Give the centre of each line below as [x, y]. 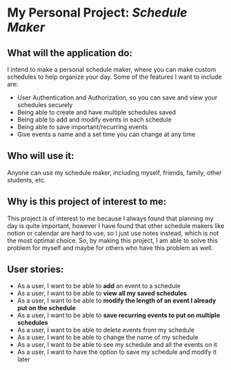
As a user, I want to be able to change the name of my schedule [108, 337]
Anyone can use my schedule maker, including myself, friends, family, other [114, 172]
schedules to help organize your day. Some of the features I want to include [114, 77]
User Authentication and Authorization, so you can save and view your [117, 97]
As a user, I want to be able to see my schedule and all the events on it [117, 345]
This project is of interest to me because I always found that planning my [110, 218]
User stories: [36, 270]
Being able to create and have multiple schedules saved [97, 112]
